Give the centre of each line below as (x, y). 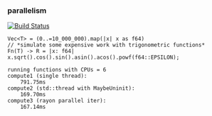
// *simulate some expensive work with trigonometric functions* (106, 45)
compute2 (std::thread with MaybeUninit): (71, 88)
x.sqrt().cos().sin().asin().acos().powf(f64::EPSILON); (94, 58)
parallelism (27, 11)
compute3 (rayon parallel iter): (57, 101)
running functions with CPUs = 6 (57, 70)
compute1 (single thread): (47, 76)
